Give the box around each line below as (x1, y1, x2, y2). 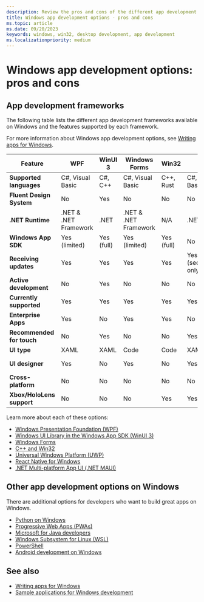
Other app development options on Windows (6, 482, 180, 492)
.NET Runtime (9, 216, 50, 224)
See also (6, 566, 39, 576)
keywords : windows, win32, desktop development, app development (6, 32, 175, 38)
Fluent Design (9, 191, 50, 199)
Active (9, 276, 29, 284)
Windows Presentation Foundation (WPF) (15, 426, 118, 433)
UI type (9, 346, 31, 354)
